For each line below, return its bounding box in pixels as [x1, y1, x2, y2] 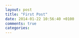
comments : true [5, 21, 37, 26]
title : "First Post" [5, 12, 48, 17]
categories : [5, 26, 30, 31]
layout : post [5, 7, 32, 12]
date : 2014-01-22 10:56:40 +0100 [5, 16, 75, 21]
